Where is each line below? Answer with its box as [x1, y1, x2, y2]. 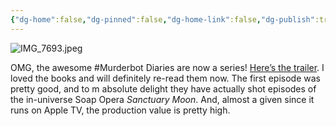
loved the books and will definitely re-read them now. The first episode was [10, 72, 321, 84]
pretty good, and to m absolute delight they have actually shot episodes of [10, 82, 317, 95]
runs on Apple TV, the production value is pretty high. [10, 104, 231, 116]
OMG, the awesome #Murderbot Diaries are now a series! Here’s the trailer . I [10, 61, 325, 73]
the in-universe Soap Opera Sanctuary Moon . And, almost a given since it [10, 93, 315, 105]
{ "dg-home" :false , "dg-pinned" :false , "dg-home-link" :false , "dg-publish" [10, 14, 315, 25]
